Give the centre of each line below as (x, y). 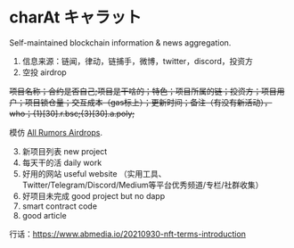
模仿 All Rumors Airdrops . (56, 132)
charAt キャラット (76, 17)
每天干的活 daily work (62, 162)
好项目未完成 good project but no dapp (94, 195)
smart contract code (60, 206)
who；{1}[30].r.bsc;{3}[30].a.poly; (72, 113)
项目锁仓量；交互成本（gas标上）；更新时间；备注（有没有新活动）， (148, 102)
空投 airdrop (44, 72)
